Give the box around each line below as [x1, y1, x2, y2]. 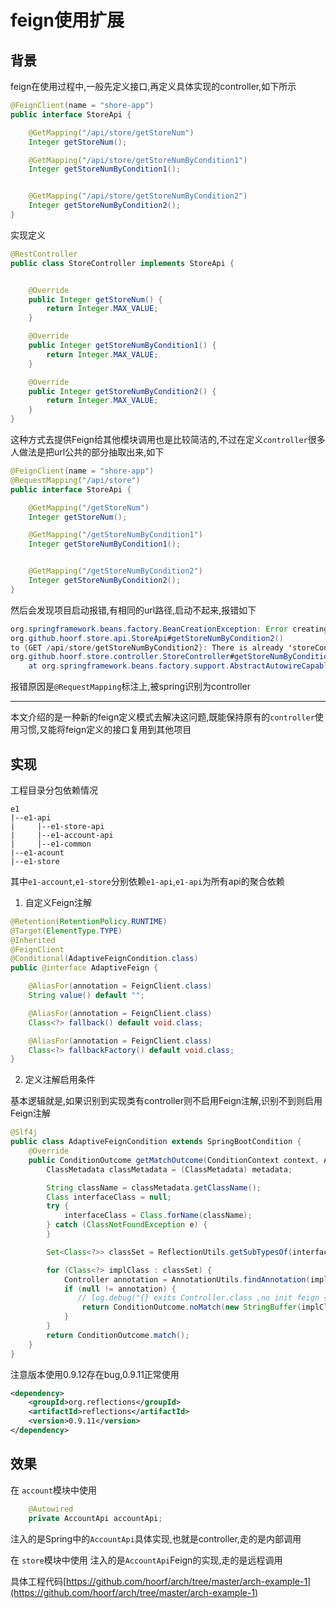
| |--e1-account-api [10, 830, 114, 840]
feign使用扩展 [10, 9, 125, 32]
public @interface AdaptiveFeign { [10, 963, 159, 973]
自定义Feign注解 [24, 896, 92, 908]
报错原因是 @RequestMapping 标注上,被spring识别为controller [10, 681, 251, 693]
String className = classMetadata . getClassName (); [46, 1182, 262, 1193]
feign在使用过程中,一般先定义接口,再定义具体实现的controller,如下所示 [10, 81, 297, 92]
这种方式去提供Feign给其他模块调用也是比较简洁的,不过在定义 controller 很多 [10, 434, 326, 445]
